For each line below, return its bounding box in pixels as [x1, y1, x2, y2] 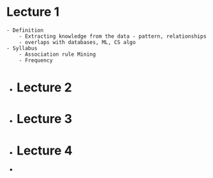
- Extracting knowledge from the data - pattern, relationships [19, 32, 207, 40]
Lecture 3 [16, 111, 73, 127]
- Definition [6, 27, 44, 34]
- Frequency [19, 56, 53, 64]
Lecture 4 [16, 142, 73, 158]
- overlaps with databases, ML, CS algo [19, 38, 136, 45]
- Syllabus [6, 45, 38, 52]
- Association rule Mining [19, 51, 96, 58]
